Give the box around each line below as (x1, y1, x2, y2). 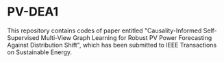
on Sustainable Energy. (7, 48, 73, 56)
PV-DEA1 (7, 4, 59, 20)
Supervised (7, 33, 40, 41)
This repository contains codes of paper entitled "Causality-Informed (7, 26, 202, 35)
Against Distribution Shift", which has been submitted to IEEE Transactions (7, 41, 217, 49)
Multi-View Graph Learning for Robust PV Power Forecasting (40, 33, 212, 41)
